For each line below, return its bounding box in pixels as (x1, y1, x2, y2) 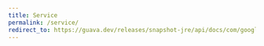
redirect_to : (8, 26, 51, 34)
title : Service (8, 11, 58, 19)
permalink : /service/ (8, 19, 79, 27)
